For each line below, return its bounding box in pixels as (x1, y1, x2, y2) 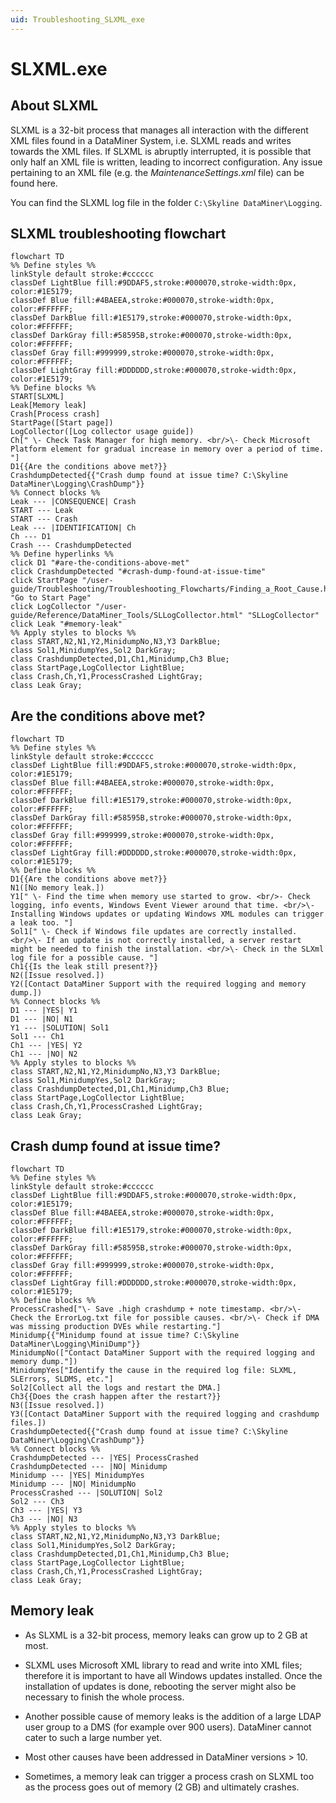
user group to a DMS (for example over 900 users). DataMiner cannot (24, 1721, 312, 1733)
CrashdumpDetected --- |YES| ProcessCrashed (10, 1453, 199, 1463)
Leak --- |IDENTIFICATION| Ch (10, 523, 137, 533)
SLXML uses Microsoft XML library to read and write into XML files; (24, 1659, 303, 1671)
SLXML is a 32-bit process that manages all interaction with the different (10, 124, 309, 136)
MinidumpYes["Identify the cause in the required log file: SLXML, (10, 1366, 298, 1376)
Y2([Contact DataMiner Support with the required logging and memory (10, 979, 307, 990)
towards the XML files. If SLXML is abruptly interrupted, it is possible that (10, 145, 312, 157)
